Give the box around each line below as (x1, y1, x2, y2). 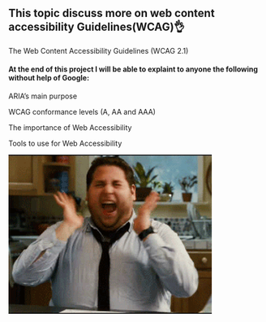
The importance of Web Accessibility (8, 123, 132, 133)
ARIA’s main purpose (8, 91, 78, 101)
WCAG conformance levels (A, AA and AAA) (8, 107, 157, 117)
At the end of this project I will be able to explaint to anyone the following (8, 64, 258, 74)
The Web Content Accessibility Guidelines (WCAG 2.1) (8, 46, 189, 55)
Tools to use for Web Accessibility (8, 138, 122, 149)
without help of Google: (8, 73, 90, 83)
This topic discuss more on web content (8, 7, 215, 20)
